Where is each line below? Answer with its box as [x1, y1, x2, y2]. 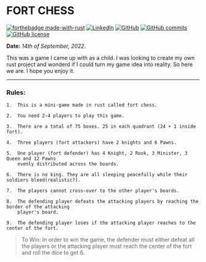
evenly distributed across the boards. [17, 161, 120, 167]
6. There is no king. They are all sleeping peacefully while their [6, 172, 188, 178]
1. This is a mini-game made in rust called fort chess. [6, 102, 158, 108]
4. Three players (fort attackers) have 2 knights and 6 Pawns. [6, 140, 177, 146]
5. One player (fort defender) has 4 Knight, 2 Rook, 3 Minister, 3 [6, 151, 188, 157]
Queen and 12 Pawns [6, 155, 56, 162]
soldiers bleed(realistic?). [6, 177, 81, 184]
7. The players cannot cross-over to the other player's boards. [6, 188, 180, 194]
